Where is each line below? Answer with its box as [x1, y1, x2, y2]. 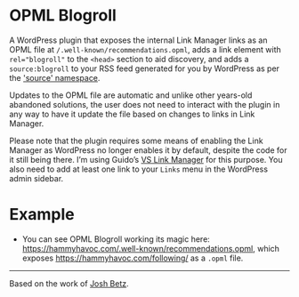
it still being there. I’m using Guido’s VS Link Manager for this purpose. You [9, 154, 283, 165]
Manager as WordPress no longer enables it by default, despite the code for [9, 144, 287, 156]
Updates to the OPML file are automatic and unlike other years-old [9, 90, 253, 100]
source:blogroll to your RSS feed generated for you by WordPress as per [9, 63, 280, 74]
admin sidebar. [9, 173, 64, 183]
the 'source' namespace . [9, 72, 101, 83]
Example [9, 205, 75, 225]
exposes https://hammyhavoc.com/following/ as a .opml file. [21, 253, 244, 263]
